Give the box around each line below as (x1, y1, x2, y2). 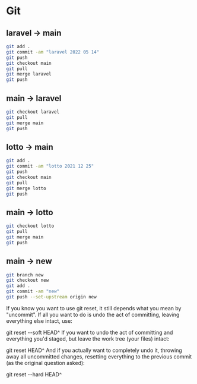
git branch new (6, 272, 44, 278)
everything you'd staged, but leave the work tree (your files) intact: (6, 335, 170, 342)
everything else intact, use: (6, 317, 72, 325)
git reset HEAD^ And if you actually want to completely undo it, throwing (6, 347, 182, 354)
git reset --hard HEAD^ (6, 370, 62, 378)
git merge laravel (6, 71, 52, 77)
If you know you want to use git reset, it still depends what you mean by (6, 304, 182, 311)
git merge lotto (6, 185, 46, 191)
